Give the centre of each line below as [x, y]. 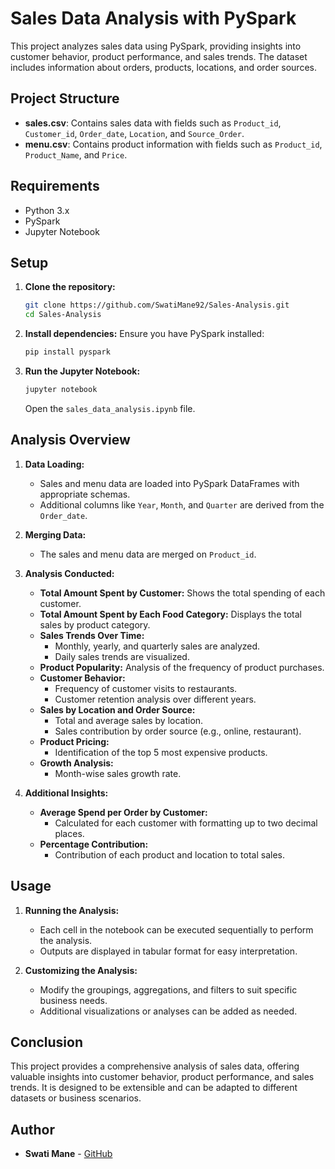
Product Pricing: [74, 741]
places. [69, 833]
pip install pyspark [67, 352]
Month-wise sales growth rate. [118, 773]
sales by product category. [95, 624]
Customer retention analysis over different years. [155, 699]
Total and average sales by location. [129, 720]
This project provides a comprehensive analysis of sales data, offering [155, 1066]
